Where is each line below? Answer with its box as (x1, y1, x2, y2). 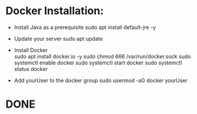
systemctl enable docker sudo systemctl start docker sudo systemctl (14, 59, 182, 66)
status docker (14, 65, 48, 72)
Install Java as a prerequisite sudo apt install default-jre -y (14, 24, 156, 31)
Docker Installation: (5, 4, 104, 18)
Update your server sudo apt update (14, 35, 103, 42)
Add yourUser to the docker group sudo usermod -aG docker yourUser (14, 77, 188, 84)
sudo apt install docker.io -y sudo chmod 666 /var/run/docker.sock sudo (14, 53, 191, 60)
